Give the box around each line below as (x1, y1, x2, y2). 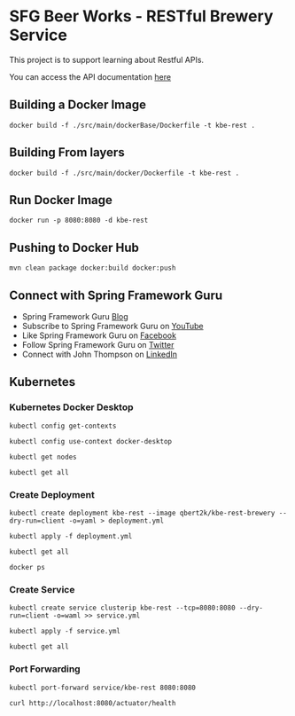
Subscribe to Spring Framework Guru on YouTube (21, 321, 204, 331)
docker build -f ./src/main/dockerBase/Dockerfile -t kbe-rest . (9, 121, 255, 130)
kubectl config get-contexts (9, 421, 117, 430)
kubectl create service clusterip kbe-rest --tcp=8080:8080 (9, 603, 237, 613)
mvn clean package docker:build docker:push (9, 264, 176, 272)
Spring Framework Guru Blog (21, 311, 128, 321)
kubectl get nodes (9, 452, 77, 461)
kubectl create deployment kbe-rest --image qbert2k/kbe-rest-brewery (9, 508, 276, 517)
